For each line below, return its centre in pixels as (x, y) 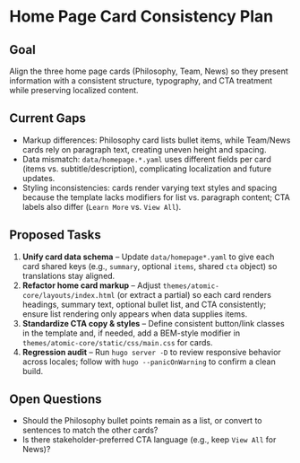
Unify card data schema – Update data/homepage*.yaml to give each (148, 257)
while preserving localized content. (74, 90)
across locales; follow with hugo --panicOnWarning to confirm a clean (149, 362)
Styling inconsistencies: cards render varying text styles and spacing (150, 188)
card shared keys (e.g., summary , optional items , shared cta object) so (150, 266)
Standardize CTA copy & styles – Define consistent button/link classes (153, 323)
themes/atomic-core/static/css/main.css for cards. (117, 342)
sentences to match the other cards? (90, 430)
